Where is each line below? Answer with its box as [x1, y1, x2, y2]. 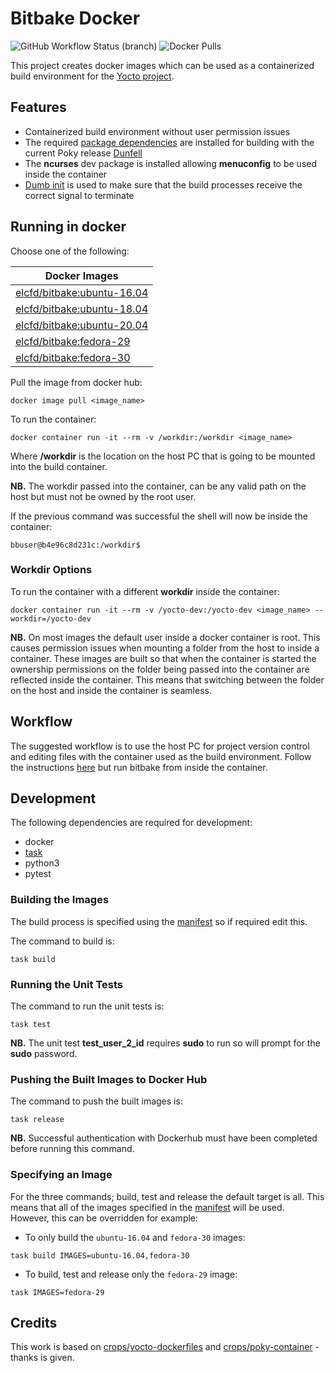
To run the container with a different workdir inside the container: [10, 585, 280, 597]
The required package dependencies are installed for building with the [24, 136, 315, 148]
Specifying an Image [10, 1168, 113, 1182]
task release [10, 1115, 65, 1125]
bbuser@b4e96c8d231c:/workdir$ [10, 540, 141, 550]
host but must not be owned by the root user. [10, 490, 197, 502]
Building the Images [10, 893, 110, 907]
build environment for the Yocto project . [10, 70, 175, 82]
